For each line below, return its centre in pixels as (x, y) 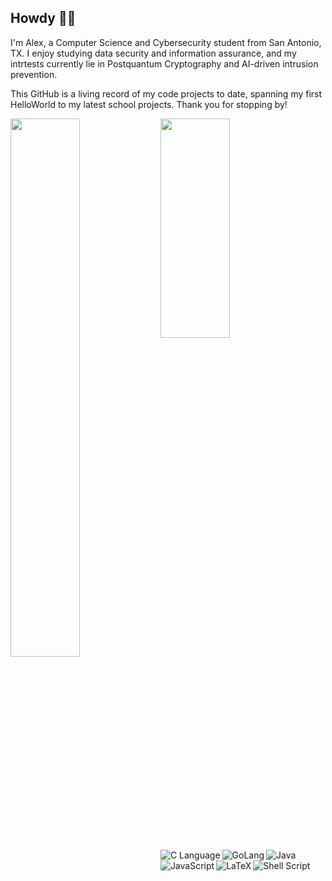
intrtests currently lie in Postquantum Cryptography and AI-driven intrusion (164, 63)
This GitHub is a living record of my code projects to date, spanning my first (166, 93)
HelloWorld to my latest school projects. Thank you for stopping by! (149, 104)
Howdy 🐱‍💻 (43, 18)
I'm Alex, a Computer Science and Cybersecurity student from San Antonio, (166, 42)
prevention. (34, 74)
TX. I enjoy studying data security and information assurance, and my (153, 53)
